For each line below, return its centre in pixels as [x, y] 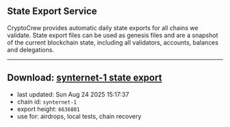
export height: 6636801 [48, 108]
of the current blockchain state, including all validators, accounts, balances [113, 42]
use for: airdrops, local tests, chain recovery [79, 116]
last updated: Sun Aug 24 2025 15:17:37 [73, 94]
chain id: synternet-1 [47, 102]
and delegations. [31, 49]
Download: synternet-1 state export [85, 78]
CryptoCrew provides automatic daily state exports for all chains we [103, 27]
